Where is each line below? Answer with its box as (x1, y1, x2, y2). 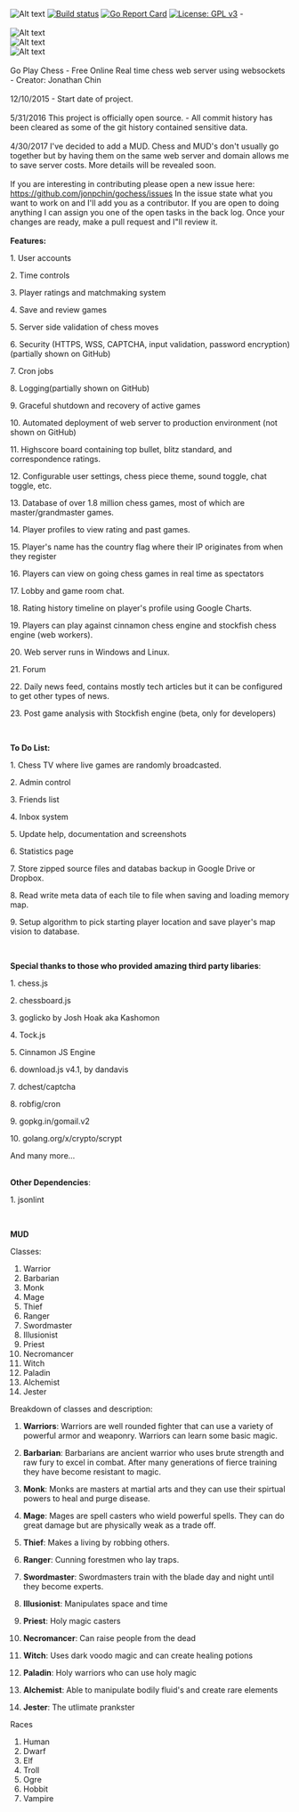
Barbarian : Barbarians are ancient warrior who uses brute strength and (22, 1448, 285, 1458)
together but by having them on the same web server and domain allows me (10, 150, 289, 160)
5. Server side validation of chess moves (10, 321, 159, 332)
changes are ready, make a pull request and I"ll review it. (10, 216, 218, 227)
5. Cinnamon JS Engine (10, 1047, 96, 1057)
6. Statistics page (10, 846, 74, 857)
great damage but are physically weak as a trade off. (22, 1520, 216, 1531)
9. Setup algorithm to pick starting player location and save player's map (10, 917, 276, 927)
